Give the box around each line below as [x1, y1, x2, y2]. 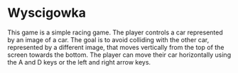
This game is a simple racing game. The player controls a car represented [7, 28, 223, 36]
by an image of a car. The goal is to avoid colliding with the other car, [7, 35, 210, 44]
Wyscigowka [7, 5, 87, 21]
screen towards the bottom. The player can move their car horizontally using [7, 51, 232, 59]
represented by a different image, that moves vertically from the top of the [7, 43, 225, 51]
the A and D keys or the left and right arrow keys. [7, 58, 151, 66]
